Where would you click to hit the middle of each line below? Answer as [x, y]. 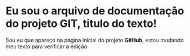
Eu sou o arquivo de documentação [95, 11]
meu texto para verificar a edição [46, 46]
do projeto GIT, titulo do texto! [81, 24]
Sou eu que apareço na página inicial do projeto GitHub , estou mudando [95, 40]
